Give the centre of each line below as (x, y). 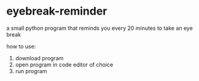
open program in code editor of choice (64, 65)
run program (31, 71)
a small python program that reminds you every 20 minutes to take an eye (100, 28)
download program (39, 58)
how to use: (21, 46)
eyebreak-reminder (57, 11)
